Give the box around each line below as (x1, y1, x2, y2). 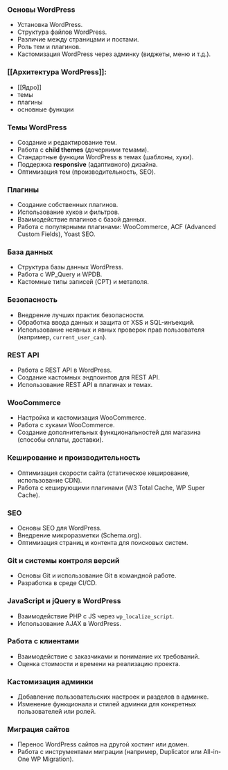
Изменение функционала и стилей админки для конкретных (17, 700, 196, 708)
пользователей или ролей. (17, 708, 96, 716)
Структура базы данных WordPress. (17, 263, 123, 271)
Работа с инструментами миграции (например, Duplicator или (17, 748, 202, 756)
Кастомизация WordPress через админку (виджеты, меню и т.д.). (17, 50, 211, 58)
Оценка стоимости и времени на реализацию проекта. (17, 659, 181, 668)
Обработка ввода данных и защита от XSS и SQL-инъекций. (17, 318, 195, 326)
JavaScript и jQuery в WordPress (7, 596, 121, 606)
